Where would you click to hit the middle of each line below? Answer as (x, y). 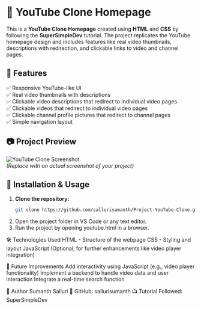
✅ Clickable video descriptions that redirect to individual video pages (92, 101)
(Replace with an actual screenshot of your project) (70, 165)
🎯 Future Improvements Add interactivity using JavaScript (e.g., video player (100, 266)
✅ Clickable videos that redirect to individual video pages (77, 108)
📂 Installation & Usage (48, 184)
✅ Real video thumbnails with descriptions (58, 94)
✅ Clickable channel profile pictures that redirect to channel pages (88, 115)
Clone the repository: (42, 199)
